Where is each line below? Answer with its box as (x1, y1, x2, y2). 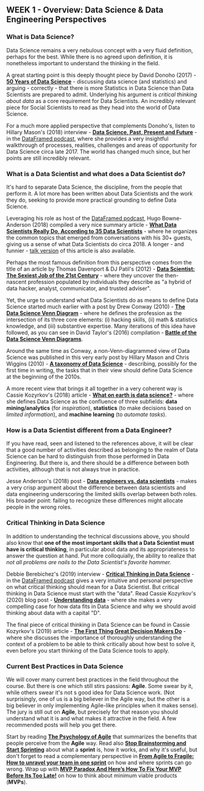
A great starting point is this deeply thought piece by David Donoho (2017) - (6, 71, 197, 79)
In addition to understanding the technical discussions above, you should (6, 533, 190, 540)
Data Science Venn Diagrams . (6, 335, 83, 342)
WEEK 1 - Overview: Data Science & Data (6, 5, 164, 15)
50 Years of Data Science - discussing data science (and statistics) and (6, 77, 188, 85)
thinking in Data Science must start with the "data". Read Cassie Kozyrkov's (6, 589, 196, 597)
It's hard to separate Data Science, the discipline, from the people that (6, 183, 183, 191)
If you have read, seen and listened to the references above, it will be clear (6, 440, 194, 447)
